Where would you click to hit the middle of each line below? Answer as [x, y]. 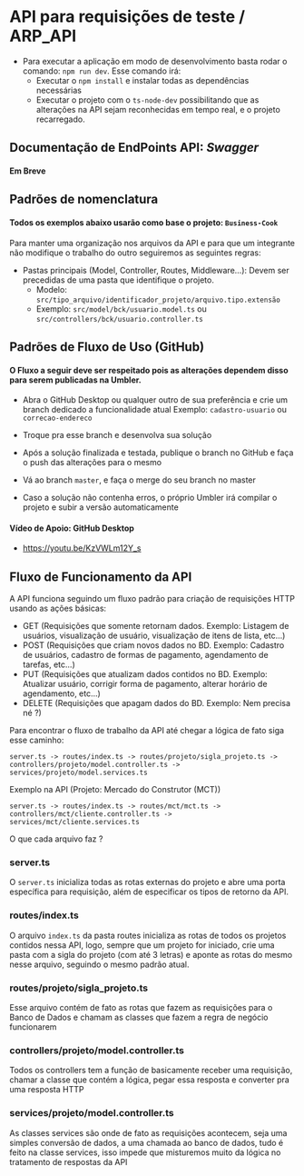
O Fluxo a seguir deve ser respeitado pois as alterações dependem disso [149, 370]
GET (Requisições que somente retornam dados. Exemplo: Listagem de [156, 626]
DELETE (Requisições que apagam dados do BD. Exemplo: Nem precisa [157, 703]
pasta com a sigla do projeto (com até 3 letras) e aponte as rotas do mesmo [151, 954]
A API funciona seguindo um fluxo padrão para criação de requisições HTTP [152, 599]
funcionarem [33, 1027]
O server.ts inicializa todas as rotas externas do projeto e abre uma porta [147, 882]
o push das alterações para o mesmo [92, 463]
